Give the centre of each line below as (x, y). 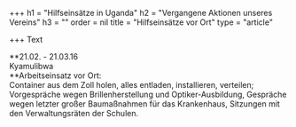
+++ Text (26, 40)
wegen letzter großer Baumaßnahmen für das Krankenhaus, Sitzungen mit (145, 104)
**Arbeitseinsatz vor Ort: (55, 75)
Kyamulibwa (31, 66)
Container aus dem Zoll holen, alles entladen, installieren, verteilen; (132, 85)
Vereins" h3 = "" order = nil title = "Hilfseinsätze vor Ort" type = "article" (141, 22)
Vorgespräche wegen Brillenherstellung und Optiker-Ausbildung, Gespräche (148, 94)
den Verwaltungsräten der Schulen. (74, 113)
